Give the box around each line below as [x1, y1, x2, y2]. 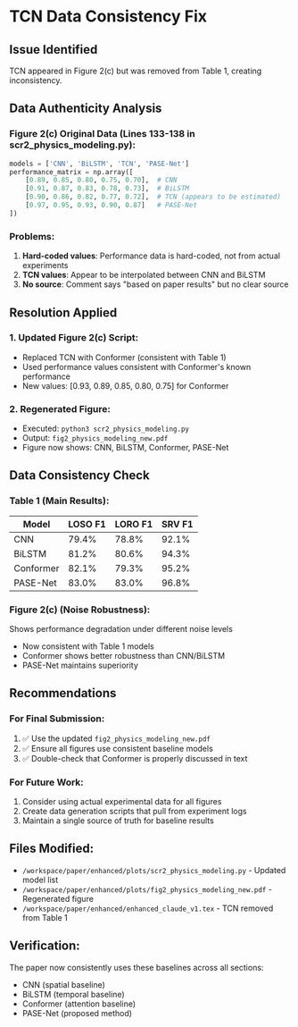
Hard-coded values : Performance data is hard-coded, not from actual [21, 250, 281, 261]
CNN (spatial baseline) [21, 979, 105, 989]
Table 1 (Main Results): [9, 494, 110, 507]
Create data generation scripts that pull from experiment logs [21, 806, 247, 817]
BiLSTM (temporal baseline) [21, 989, 125, 999]
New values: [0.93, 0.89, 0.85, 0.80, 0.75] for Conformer [21, 380, 229, 391]
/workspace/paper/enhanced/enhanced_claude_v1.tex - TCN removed [21, 903, 274, 913]
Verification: [9, 939, 80, 954]
